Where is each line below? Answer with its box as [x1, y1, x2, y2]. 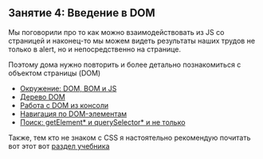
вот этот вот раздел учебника [8, 141, 110, 150]
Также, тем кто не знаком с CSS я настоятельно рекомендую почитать [8, 133, 251, 142]
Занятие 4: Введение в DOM [8, 6, 155, 20]
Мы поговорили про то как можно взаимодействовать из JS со [8, 27, 225, 37]
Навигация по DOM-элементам [19, 109, 128, 118]
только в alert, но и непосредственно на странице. [8, 44, 182, 54]
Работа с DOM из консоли [19, 100, 109, 110]
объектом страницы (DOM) [8, 68, 101, 78]
